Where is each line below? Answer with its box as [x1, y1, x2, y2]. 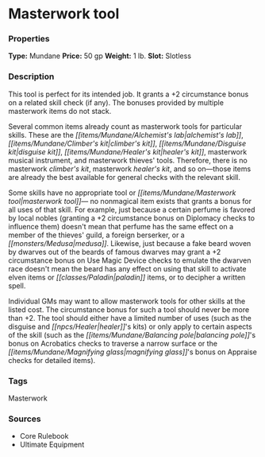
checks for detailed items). [8, 355, 96, 365]
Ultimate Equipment [19, 439, 85, 450]
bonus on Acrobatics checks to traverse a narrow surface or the [8, 338, 218, 348]
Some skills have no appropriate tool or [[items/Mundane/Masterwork [8, 188, 236, 197]
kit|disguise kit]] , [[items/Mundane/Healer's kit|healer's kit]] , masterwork [8, 146, 248, 156]
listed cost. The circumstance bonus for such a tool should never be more [8, 304, 250, 314]
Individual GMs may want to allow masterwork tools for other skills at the [8, 296, 246, 306]
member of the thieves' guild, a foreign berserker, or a [8, 230, 185, 240]
